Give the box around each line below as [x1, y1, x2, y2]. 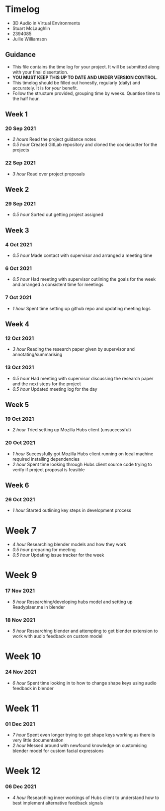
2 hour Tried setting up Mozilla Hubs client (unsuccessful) [12, 427, 131, 433]
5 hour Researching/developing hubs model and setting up [12, 599, 133, 605]
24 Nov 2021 [5, 669, 36, 676]
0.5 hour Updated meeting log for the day [12, 386, 98, 392]
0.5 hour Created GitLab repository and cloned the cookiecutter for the [12, 141, 158, 148]
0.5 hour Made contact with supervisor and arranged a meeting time [12, 252, 153, 258]
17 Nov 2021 [5, 587, 35, 594]
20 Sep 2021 [5, 125, 36, 132]
